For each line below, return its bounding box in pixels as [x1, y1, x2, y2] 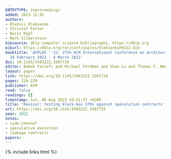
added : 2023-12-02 [5, 12, 44, 17]
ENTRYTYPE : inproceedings [5, 7, 60, 13]
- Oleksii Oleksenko [5, 21, 49, 27]
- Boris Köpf [5, 31, 33, 36]
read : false [5, 87, 31, 93]
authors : [5, 17, 24, 22]
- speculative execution [5, 125, 58, 131]
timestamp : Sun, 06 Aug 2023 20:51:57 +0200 [5, 97, 101, 102]
